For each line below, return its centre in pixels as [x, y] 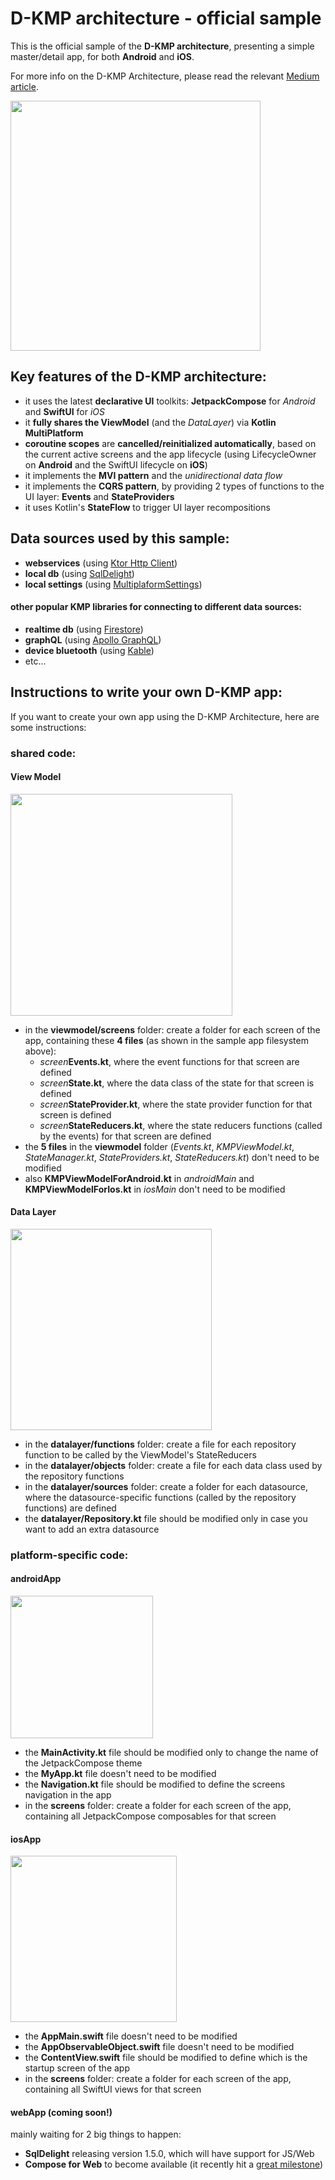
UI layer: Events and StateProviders [99, 496]
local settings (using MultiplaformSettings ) [113, 584]
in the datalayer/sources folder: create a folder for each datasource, [166, 1486]
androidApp [36, 1579]
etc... [35, 661]
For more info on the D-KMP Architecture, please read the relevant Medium [165, 76]
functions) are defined [70, 1508]
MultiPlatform [54, 433]
